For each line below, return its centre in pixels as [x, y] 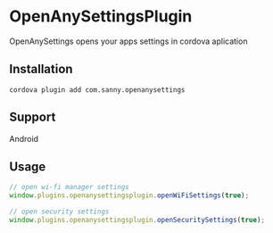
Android [24, 138]
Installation [41, 69]
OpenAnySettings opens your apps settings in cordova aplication [128, 41]
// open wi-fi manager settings [69, 187]
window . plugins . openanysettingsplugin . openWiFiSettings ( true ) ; [129, 196]
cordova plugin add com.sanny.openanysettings [97, 90]
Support [33, 117]
